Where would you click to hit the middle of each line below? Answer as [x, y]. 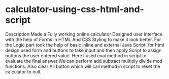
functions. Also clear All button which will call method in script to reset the [83, 66]
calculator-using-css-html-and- [75, 9]
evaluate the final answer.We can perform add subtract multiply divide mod [84, 61]
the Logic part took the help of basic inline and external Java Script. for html [85, 45]
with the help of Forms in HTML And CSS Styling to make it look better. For [83, 39]
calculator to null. [23, 71]
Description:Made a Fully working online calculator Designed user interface [84, 34]
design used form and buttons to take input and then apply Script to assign [83, 50]
